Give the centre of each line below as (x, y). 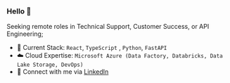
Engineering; (25, 34)
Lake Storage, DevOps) (50, 65)
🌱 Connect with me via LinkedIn (63, 72)
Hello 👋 (19, 11)
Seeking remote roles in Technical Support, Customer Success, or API (108, 27)
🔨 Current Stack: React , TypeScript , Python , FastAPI (92, 48)
